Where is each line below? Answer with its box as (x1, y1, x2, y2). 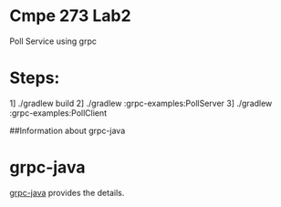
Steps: (9, 67, 60, 88)
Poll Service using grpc (9, 36, 98, 47)
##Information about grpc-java (9, 125, 126, 136)
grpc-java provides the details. (9, 187, 125, 198)
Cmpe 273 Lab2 (9, 5, 131, 26)
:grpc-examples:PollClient (9, 107, 108, 119)
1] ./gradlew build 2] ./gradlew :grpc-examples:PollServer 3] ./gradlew (9, 98, 273, 109)
